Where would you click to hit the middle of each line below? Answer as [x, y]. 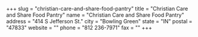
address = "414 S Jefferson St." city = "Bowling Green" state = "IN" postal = [99, 21]
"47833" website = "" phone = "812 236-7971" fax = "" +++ [79, 27]
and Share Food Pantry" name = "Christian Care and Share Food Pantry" [95, 15]
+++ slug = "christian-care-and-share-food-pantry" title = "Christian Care [97, 9]
